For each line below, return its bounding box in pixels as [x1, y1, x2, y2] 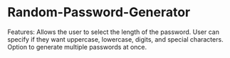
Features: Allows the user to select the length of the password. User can [7, 28, 219, 36]
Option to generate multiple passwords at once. [7, 42, 147, 51]
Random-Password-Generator [7, 4, 191, 21]
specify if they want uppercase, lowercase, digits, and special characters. [7, 35, 224, 43]
